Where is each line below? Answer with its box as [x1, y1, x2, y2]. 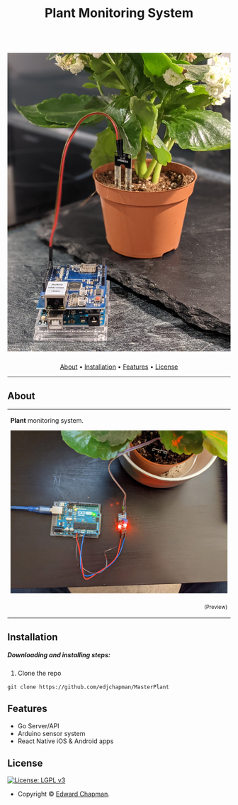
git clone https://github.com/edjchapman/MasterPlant [7, 684, 170, 691]
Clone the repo [17, 669, 62, 677]
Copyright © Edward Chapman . [17, 790, 110, 799]
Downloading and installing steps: [7, 651, 111, 659]
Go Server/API [17, 721, 59, 730]
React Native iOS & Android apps [17, 737, 114, 745]
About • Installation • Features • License [59, 362, 178, 371]
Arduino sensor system [17, 729, 86, 738]
